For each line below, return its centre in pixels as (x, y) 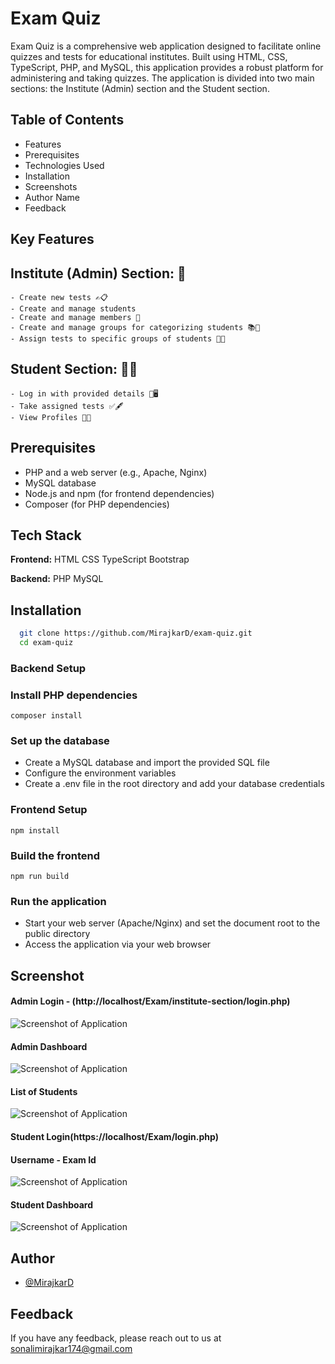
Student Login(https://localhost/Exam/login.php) (114, 1136)
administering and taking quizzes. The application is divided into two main (162, 78)
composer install (46, 716)
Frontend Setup (49, 810)
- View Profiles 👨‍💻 (51, 417)
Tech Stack (46, 535)
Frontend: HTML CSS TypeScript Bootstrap (100, 559)
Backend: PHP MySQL (57, 579)
